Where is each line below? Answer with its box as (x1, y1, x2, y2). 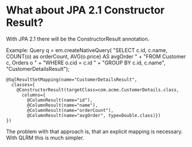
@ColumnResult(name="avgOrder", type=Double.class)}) (27, 112, 161, 118)
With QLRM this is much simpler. (6, 134, 84, 141)
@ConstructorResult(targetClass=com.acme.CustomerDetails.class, (16, 87, 180, 93)
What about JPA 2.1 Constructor (6, 4, 165, 17)
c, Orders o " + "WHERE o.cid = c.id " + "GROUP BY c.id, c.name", (6, 59, 166, 66)
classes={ (11, 81, 35, 88)
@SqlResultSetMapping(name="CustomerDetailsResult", (6, 77, 138, 83)
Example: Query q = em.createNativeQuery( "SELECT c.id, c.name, (6, 46, 168, 53)
